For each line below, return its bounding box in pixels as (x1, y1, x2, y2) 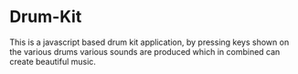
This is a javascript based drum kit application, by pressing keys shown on (9, 37, 290, 48)
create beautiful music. (9, 56, 96, 67)
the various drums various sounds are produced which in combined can (9, 46, 281, 57)
